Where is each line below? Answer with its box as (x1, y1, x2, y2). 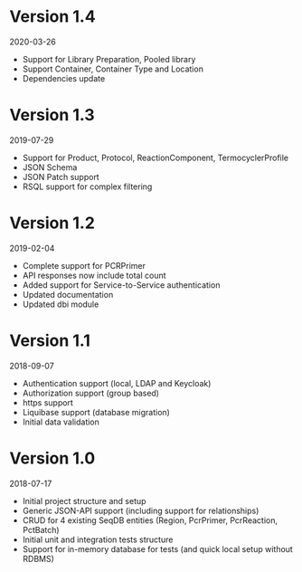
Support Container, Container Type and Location (22, 63, 203, 74)
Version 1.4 (9, 6, 97, 27)
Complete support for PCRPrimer (22, 260, 146, 271)
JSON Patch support (22, 171, 99, 182)
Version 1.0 (9, 448, 96, 468)
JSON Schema (22, 161, 78, 173)
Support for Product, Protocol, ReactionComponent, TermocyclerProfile (22, 152, 289, 163)
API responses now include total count (22, 270, 166, 281)
